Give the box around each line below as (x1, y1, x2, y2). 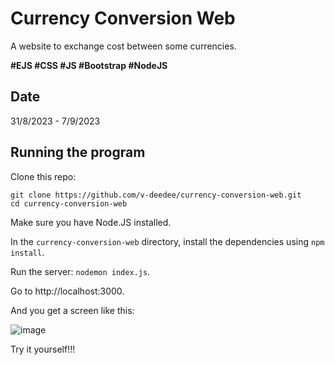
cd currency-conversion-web (10, 198, 128, 209)
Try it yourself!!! (10, 343, 76, 355)
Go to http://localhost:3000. (10, 285, 125, 297)
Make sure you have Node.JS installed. (10, 216, 172, 228)
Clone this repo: (10, 170, 77, 182)
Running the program (10, 144, 146, 161)
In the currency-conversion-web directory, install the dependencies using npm (10, 235, 325, 247)
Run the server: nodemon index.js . (10, 265, 151, 277)
